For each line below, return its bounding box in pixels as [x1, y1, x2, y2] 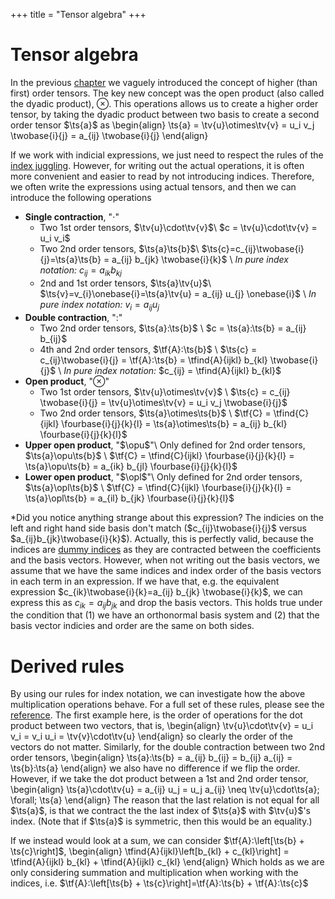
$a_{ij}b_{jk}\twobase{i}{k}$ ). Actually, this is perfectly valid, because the [10, 532, 314, 544]
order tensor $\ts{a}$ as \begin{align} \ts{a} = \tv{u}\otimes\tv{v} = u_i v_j [10, 119, 315, 131]
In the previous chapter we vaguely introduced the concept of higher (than [10, 76, 318, 88]
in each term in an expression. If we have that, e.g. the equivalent [10, 575, 280, 587]
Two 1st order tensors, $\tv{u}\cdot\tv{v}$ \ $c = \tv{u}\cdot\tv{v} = [39, 221, 318, 233]
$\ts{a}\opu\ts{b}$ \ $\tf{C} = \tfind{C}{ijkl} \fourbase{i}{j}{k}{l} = [24, 449, 295, 461]
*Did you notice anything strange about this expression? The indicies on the [10, 511, 325, 523]
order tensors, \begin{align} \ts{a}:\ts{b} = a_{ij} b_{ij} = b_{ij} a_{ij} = [10, 752, 293, 764]
